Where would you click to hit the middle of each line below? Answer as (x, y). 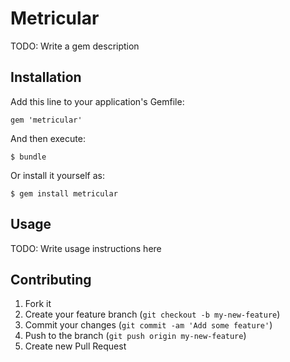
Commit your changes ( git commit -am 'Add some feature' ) (148, 325)
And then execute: (48, 138)
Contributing (51, 279)
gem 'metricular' (46, 120)
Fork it (38, 304)
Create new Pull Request (75, 346)
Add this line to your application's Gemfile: (97, 101)
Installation (46, 77)
